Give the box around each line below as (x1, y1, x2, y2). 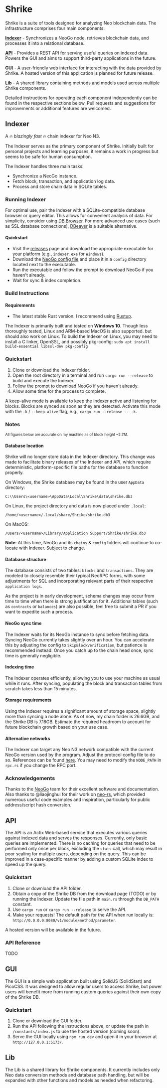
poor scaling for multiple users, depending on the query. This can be (5, 851, 146, 857)
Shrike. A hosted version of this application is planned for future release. (5, 70, 154, 76)
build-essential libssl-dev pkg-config (5, 344, 88, 349)
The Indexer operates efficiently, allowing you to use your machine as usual (5, 675, 161, 681)
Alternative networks (5, 735, 50, 741)
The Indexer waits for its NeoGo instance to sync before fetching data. (5, 631, 150, 637)
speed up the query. (5, 861, 47, 868)
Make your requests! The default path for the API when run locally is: (12, 912, 154, 918)
